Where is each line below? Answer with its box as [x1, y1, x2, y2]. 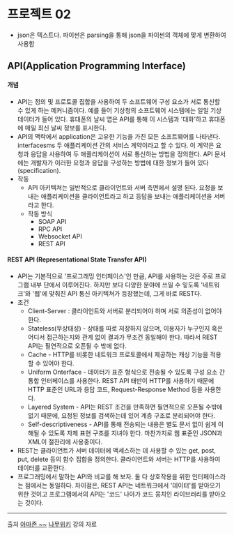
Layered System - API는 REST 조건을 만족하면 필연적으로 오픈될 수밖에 [27, 402, 223, 411]
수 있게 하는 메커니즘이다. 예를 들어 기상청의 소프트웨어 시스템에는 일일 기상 [17, 106, 222, 114]
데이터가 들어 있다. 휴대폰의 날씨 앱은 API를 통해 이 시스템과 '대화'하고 [17, 114, 208, 123]
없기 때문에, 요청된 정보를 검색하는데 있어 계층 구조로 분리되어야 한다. [27, 411, 216, 419]
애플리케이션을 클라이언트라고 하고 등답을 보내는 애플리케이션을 [40, 192, 212, 200]
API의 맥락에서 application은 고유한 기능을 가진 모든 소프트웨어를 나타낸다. [17, 132, 221, 140]
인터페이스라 [192, 472, 226, 481]
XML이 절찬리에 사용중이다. [27, 437, 103, 446]
